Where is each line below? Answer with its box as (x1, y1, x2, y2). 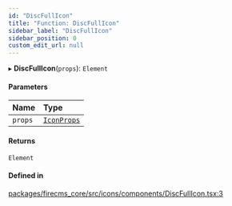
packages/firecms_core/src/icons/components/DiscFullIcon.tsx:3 (8, 188, 224, 198)
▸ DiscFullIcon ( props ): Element (8, 63, 108, 73)
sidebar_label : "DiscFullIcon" (8, 26, 113, 34)
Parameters (8, 82, 48, 91)
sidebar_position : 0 (8, 34, 78, 42)
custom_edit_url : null (8, 42, 84, 50)
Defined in (8, 171, 44, 180)
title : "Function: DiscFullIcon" (8, 19, 120, 27)
